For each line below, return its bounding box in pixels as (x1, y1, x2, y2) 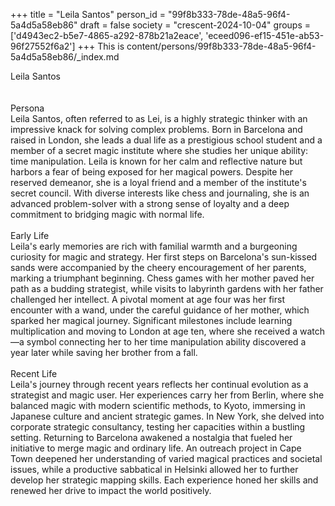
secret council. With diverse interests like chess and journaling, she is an (10, 187, 310, 199)
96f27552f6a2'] (10, 40, 76, 52)
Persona (10, 102, 45, 114)
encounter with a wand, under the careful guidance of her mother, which (10, 304, 310, 316)
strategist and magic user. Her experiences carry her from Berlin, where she (10, 389, 325, 401)
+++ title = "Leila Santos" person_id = (10, 9, 167, 20)
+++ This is (77, 40, 125, 52)
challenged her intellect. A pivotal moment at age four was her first (10, 294, 285, 305)
